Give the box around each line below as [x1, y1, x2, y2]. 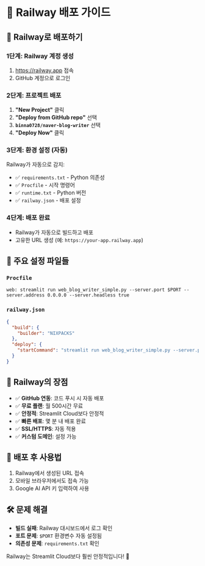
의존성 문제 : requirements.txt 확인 [15, 540, 99, 547]
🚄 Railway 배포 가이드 [6, 6, 111, 20]
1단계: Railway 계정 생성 [6, 51, 74, 60]
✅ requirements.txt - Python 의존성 [15, 174, 105, 181]
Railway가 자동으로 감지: [6, 161, 65, 168]
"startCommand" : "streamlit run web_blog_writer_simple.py [17, 347, 171, 353]
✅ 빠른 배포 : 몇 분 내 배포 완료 [15, 417, 87, 425]
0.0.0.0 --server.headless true [47, 292, 130, 298]
